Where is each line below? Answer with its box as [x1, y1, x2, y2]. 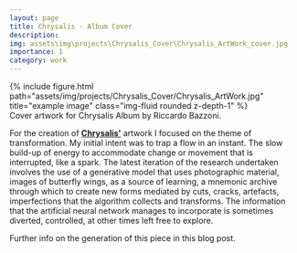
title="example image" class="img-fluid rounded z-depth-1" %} [9, 100, 249, 111]
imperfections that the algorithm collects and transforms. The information [9, 195, 286, 206]
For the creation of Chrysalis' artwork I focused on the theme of [9, 128, 252, 138]
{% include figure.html [9, 81, 94, 91]
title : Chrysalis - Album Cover [9, 22, 133, 31]
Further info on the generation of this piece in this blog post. [9, 233, 236, 243]
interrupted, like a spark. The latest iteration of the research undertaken [9, 157, 279, 167]
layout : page [9, 13, 59, 23]
